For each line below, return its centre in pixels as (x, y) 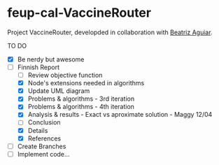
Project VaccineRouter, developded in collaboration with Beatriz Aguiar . (110, 32)
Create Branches (42, 146)
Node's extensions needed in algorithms (86, 83)
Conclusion (44, 122)
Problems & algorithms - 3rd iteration (81, 99)
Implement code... (43, 154)
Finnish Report (38, 67)
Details (38, 130)
